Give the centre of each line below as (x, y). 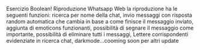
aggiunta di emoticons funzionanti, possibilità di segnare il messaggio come (100, 28)
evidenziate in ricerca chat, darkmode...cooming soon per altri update (92, 41)
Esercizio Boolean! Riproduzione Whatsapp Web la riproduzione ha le (92, 9)
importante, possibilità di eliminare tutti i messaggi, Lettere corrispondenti (97, 34)
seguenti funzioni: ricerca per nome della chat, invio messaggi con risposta (99, 15)
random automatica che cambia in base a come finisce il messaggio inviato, (100, 21)
